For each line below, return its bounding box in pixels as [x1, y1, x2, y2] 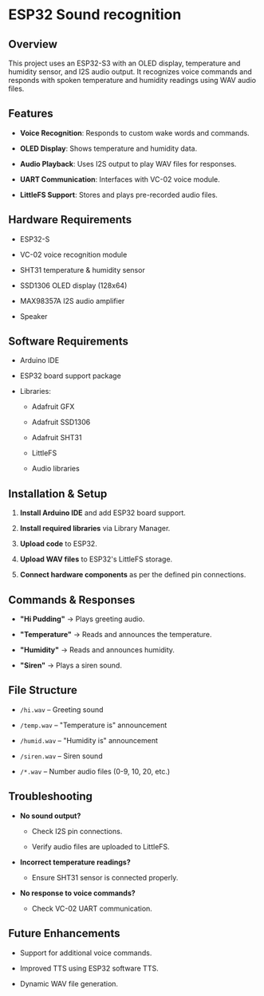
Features [8, 107, 53, 120]
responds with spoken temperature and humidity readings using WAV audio [8, 76, 257, 85]
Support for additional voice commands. [19, 947, 152, 958]
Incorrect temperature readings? [19, 857, 132, 867]
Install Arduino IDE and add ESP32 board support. [19, 508, 186, 518]
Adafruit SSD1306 [31, 417, 91, 427]
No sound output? [19, 811, 81, 821]
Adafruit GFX [31, 402, 75, 411]
